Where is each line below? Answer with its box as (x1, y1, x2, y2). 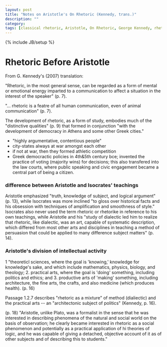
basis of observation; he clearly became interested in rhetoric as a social (5, 320, 154, 326)
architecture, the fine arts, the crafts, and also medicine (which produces (5, 280, 155, 286)
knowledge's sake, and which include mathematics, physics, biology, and (5, 264, 156, 270)
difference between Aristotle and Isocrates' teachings (5, 181, 139, 188)
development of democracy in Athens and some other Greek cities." (5, 128, 144, 134)
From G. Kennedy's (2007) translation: (5, 73, 83, 79)
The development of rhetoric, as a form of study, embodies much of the (5, 117, 152, 124)
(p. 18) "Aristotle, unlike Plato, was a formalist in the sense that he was (5, 309, 149, 315)
